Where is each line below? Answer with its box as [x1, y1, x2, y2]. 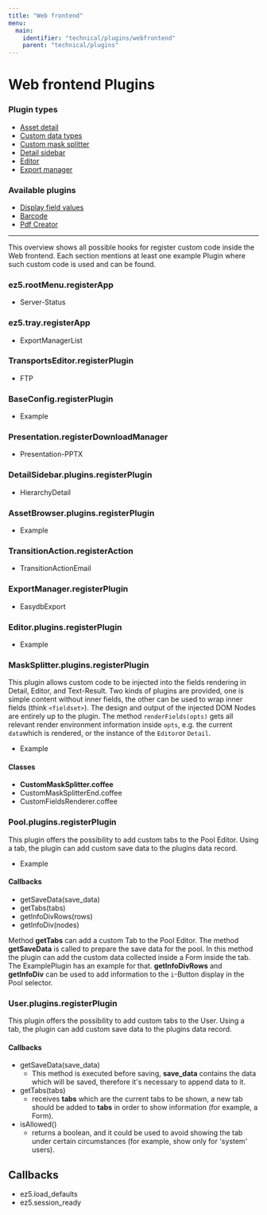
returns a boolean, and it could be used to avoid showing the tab [31, 1128, 243, 1138]
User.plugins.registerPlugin [8, 997, 118, 1009]
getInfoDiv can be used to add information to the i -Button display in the [8, 969, 245, 979]
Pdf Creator [19, 219, 58, 229]
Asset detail [19, 122, 59, 132]
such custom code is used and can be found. [8, 259, 157, 269]
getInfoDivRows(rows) [19, 911, 93, 921]
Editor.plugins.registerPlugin [8, 621, 122, 632]
